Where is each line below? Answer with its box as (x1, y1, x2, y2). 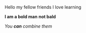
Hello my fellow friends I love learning (4, 4, 82, 10)
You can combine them (4, 23, 52, 29)
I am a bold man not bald (4, 14, 56, 19)
